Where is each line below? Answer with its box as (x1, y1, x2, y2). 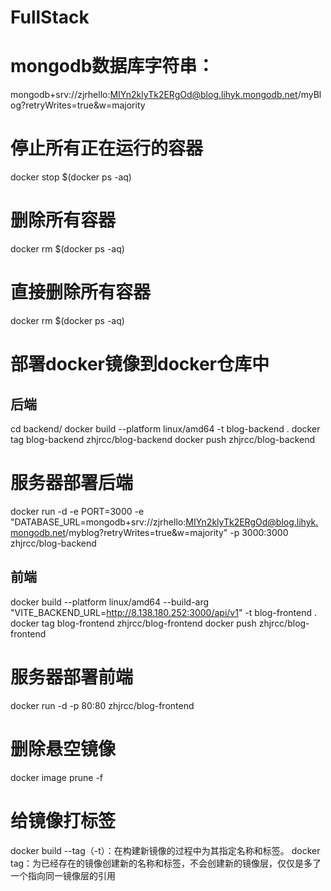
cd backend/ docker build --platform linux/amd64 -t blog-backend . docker (10, 422, 321, 435)
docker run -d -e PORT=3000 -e (10, 505, 145, 517)
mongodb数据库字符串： (10, 55, 215, 78)
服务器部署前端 (10, 666, 134, 688)
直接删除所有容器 (10, 281, 152, 304)
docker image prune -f (10, 771, 104, 783)
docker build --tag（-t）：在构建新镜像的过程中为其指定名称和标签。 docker (10, 844, 321, 856)
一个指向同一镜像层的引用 (10, 869, 116, 881)
